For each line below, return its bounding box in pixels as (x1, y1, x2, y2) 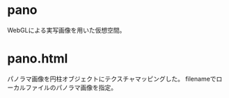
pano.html (7, 51, 68, 67)
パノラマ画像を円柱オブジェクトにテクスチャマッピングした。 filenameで (7, 74, 217, 83)
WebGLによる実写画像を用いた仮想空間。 (7, 26, 126, 34)
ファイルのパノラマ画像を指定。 (25, 83, 117, 92)
